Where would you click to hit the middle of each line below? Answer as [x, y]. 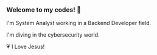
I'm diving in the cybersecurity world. [53, 35]
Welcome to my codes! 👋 [44, 10]
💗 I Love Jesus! [26, 47]
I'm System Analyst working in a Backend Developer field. [79, 23]
